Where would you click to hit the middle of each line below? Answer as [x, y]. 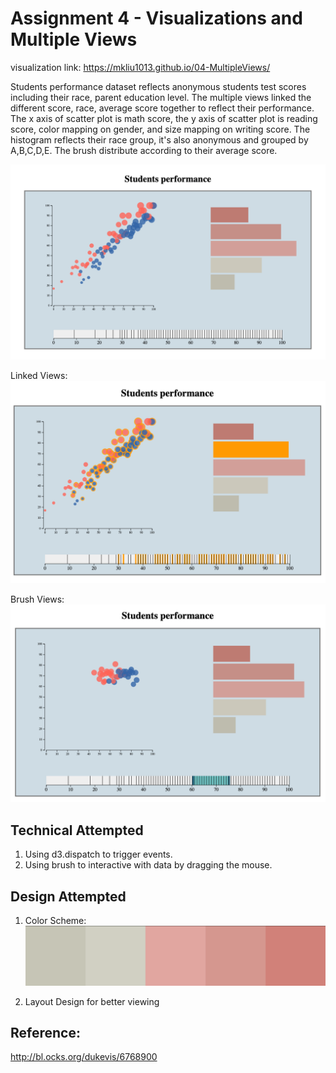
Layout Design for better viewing [92, 1001]
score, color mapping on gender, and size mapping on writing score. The [160, 129]
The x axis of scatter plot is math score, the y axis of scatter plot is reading [164, 118]
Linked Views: [39, 375]
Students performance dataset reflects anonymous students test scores [158, 86]
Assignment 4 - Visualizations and [156, 18]
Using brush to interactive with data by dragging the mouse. [148, 865]
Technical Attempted [77, 830]
